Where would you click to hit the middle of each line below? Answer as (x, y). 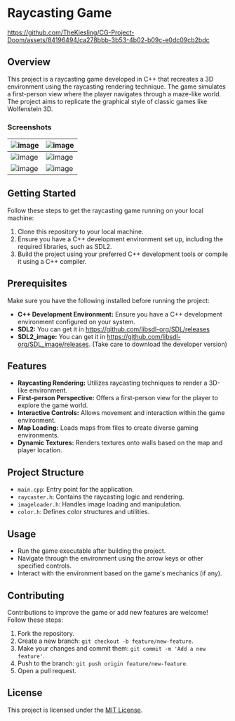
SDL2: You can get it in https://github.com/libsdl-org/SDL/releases (114, 329)
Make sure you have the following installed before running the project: (108, 300)
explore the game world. (53, 405)
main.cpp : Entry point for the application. (76, 490)
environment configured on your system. (76, 321)
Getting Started (42, 194)
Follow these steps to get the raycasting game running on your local (105, 210)
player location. (40, 450)
